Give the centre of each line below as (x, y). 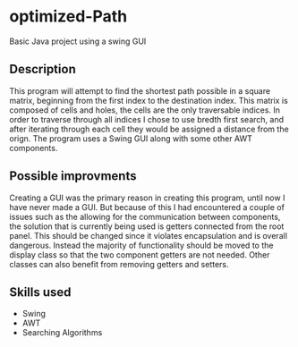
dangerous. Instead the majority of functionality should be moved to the (141, 245)
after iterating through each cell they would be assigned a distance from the (149, 129)
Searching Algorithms (62, 333)
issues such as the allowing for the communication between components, (145, 216)
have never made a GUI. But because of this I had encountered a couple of (147, 207)
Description (43, 69)
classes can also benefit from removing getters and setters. (119, 264)
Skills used (40, 292)
